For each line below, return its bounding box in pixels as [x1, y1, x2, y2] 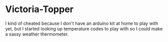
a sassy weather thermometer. [5, 31, 69, 37]
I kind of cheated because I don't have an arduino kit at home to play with [5, 20, 158, 26]
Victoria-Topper [5, 4, 74, 15]
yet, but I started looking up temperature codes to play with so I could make [5, 25, 163, 31]
